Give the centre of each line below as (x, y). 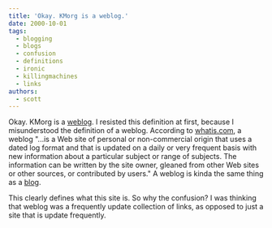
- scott (29, 99)
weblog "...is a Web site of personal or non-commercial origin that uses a (130, 140)
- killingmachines (47, 76)
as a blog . (25, 183)
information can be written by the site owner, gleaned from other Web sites (134, 165)
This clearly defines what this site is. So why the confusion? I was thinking (133, 198)
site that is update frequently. (58, 215)
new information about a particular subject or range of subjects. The (123, 157)
